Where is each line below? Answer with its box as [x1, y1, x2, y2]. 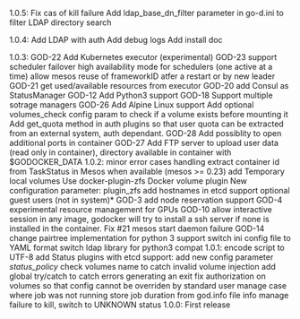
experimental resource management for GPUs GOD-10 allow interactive [9, 204, 273, 214]
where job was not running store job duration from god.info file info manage [9, 290, 289, 300]
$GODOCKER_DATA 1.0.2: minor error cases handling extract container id [9, 157, 280, 167]
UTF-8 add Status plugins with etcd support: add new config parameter [9, 252, 274, 263]
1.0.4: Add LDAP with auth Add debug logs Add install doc [9, 35, 223, 45]
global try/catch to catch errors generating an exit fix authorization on [9, 271, 266, 281]
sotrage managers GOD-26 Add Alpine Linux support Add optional [9, 99, 254, 110]
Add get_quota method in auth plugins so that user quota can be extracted [9, 118, 284, 129]
